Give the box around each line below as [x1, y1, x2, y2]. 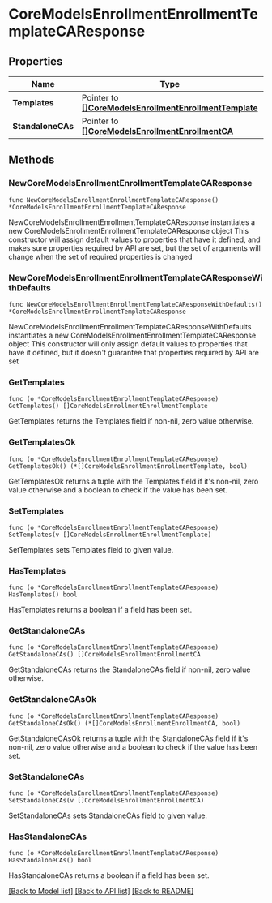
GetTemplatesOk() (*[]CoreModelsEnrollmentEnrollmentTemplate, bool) [8, 462, 249, 471]
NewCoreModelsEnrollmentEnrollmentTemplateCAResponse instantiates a [8, 217, 256, 227]
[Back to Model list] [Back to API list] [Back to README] [8, 886, 194, 897]
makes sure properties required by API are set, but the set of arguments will [8, 243, 261, 252]
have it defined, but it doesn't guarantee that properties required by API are [8, 347, 259, 357]
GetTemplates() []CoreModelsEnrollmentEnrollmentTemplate [8, 402, 208, 411]
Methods [8, 153, 55, 167]
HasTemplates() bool [8, 591, 79, 599]
